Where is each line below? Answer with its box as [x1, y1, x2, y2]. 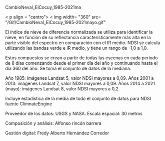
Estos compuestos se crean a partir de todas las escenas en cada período [5, 55, 158, 61]
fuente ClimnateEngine [5, 101, 52, 107]
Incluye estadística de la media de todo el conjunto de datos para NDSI [5, 95, 151, 101]
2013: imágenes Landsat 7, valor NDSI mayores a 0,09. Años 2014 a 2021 [5, 80, 155, 86]
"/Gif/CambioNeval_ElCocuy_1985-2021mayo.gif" [5, 20, 106, 25]
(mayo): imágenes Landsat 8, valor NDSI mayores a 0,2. [5, 86, 120, 92]
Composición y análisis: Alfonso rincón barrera [5, 120, 101, 126]
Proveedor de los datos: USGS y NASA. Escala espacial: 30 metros [5, 110, 142, 116]
